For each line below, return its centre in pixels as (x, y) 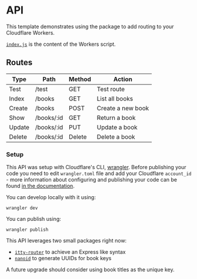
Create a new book (123, 108)
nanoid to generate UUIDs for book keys (63, 258)
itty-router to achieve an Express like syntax (70, 252)
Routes (19, 63)
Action (123, 79)
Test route (111, 89)
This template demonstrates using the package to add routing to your (90, 26)
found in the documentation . (40, 186)
